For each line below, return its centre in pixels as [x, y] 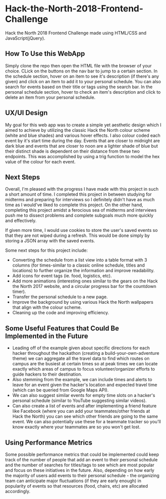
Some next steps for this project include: [47, 250]
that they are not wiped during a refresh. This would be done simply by [78, 235]
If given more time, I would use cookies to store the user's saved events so [82, 230]
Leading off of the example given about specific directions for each [81, 348]
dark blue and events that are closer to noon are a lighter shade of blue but [82, 146]
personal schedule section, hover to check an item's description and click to [83, 92]
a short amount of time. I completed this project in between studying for [79, 194]
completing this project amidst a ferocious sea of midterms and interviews [81, 210]
